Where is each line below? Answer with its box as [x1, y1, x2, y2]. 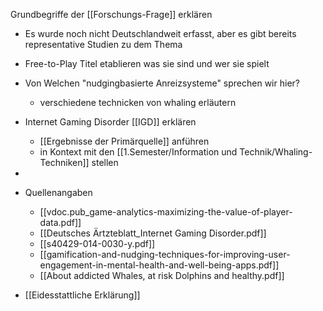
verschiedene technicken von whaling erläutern [39, 97, 237, 108]
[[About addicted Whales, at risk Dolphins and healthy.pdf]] [39, 270, 285, 281]
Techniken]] [39, 157, 90, 168]
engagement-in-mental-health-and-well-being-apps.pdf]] [39, 259, 280, 271]
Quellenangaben [24, 187, 93, 198]
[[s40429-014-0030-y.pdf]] [39, 238, 156, 249]
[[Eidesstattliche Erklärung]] [24, 289, 141, 301]
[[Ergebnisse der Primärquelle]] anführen [39, 135, 210, 147]
